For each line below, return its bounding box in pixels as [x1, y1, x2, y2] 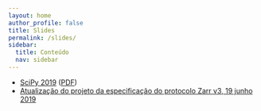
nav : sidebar [15, 56, 59, 64]
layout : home [8, 11, 52, 20]
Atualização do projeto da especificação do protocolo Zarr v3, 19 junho [19, 86, 253, 95]
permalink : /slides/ [8, 33, 77, 42]
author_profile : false [8, 19, 84, 27]
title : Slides [8, 26, 56, 34]
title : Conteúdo [15, 48, 69, 56]
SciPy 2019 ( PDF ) [19, 77, 78, 87]
